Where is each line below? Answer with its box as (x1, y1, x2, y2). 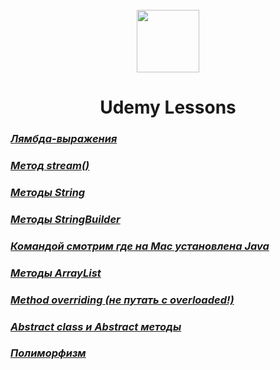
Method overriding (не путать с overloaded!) (10, 293, 235, 307)
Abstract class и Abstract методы (10, 319, 182, 333)
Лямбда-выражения (10, 132, 118, 146)
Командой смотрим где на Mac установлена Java (10, 239, 270, 253)
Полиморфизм (10, 346, 87, 360)
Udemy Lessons (99, 96, 237, 119)
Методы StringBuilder (10, 212, 121, 226)
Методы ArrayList (10, 266, 102, 280)
